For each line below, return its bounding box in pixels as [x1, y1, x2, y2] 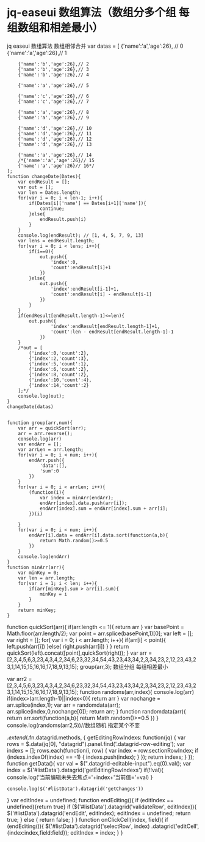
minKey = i [39, 591, 68, 597]
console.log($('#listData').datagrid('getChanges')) [7, 786, 144, 792]
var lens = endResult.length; [18, 237, 95, 244]
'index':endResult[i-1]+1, [50, 286, 120, 292]
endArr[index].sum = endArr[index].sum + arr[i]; [39, 505, 168, 512]
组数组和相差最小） [7, 21, 104, 35]
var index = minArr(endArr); [39, 494, 114, 501]
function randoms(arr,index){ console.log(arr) [79, 688, 195, 695]
